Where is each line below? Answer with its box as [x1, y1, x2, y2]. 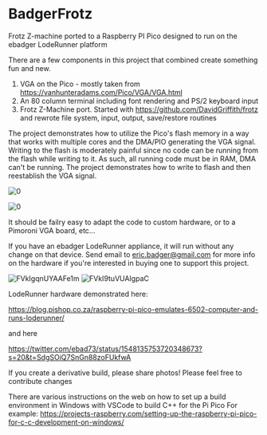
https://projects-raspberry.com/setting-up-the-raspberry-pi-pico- [39, 409, 257, 418]
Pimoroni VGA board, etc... [8, 225, 96, 235]
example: [8, 409, 38, 418]
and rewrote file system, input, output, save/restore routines [19, 113, 218, 122]
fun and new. [8, 63, 51, 73]
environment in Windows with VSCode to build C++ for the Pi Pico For [8, 400, 238, 409]
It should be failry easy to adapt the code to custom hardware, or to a [8, 217, 236, 227]
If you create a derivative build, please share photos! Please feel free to [8, 368, 243, 378]
